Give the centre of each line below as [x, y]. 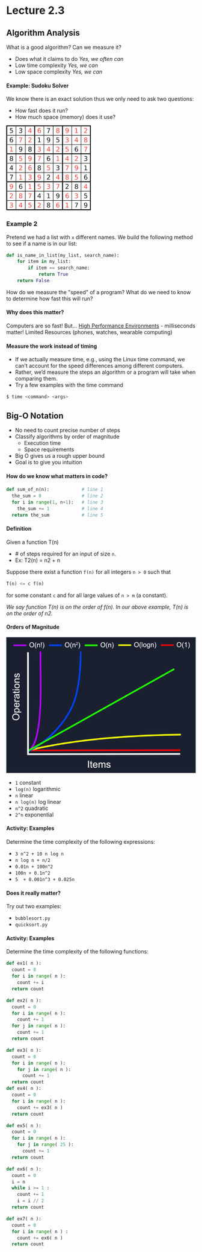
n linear [24, 795]
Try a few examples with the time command [69, 385]
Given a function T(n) [32, 542]
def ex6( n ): [24, 1169]
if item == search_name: [59, 268]
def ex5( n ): [24, 1125]
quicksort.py [31, 925]
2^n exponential [34, 814]
